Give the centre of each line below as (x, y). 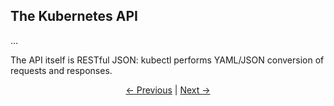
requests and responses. (61, 70)
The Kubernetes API (74, 16)
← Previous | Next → (168, 90)
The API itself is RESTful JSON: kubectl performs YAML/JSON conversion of (167, 60)
